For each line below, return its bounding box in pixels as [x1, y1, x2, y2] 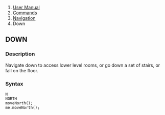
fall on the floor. [5, 67, 38, 73]
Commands [12, 10, 37, 16]
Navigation [12, 15, 36, 21]
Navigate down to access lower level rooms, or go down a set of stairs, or [5, 62, 160, 68]
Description [5, 50, 35, 57]
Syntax [5, 80, 23, 87]
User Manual [12, 5, 40, 10]
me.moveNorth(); [5, 105, 40, 110]
